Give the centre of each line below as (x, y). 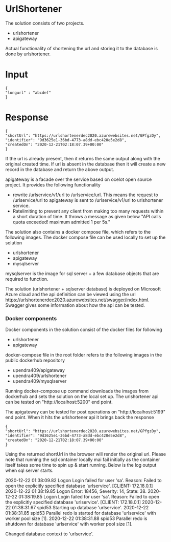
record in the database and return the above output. (60, 169)
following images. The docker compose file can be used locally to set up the (86, 237)
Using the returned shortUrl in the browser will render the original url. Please (86, 454)
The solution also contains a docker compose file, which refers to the (78, 232)
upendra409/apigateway (39, 370)
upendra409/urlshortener (40, 376)
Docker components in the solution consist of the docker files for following (84, 330)
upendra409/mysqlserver (40, 381)
